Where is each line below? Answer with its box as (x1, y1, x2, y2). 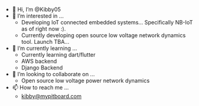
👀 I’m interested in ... (12, 12, 64, 19)
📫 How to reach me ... (12, 84, 69, 91)
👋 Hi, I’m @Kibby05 (12, 6, 61, 13)
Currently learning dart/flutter (21, 51, 96, 58)
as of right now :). (21, 25, 66, 32)
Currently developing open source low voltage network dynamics (21, 32, 186, 39)
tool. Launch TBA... (21, 38, 70, 45)
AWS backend (21, 58, 57, 65)
